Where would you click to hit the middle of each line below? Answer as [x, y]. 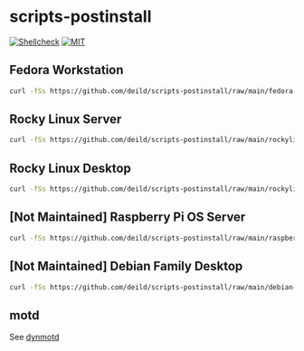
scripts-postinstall [81, 17]
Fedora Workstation [66, 70]
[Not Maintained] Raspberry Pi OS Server [128, 218]
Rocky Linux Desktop [70, 168]
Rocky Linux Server [66, 119]
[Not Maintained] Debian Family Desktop [126, 266]
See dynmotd [34, 337]
